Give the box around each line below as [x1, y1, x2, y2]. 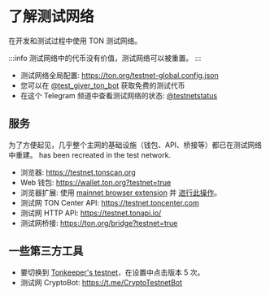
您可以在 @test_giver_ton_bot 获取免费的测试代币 [20, 80, 185, 90]
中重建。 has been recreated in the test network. [8, 150, 172, 159]
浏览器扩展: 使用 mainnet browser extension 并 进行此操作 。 [20, 188, 222, 197]
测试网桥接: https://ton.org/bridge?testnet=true [20, 218, 178, 228]
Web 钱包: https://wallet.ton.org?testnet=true [20, 177, 172, 187]
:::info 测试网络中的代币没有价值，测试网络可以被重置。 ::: [8, 53, 202, 63]
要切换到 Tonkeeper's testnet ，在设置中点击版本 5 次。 [20, 267, 205, 277]
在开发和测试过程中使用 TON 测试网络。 [8, 36, 142, 46]
